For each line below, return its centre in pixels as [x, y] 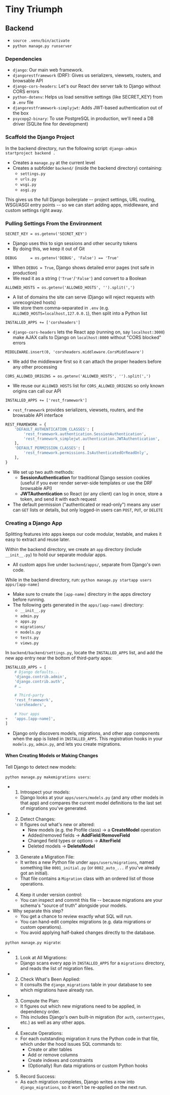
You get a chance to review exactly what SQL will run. [76, 916]
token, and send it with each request [58, 499]
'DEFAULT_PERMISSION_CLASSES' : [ [50, 448]
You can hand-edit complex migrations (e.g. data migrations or [86, 922]
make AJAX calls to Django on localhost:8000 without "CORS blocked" [87, 337]
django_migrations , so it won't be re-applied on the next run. [83, 1087]
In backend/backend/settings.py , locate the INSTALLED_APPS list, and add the [84, 653]
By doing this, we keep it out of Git [49, 249]
